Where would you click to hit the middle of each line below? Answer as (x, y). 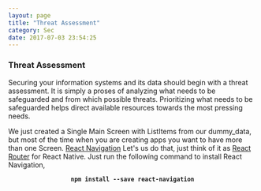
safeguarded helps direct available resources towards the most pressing (125, 107)
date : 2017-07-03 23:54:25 (52, 37)
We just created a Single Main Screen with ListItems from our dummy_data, (130, 131)
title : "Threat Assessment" (54, 23)
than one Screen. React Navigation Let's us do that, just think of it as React (130, 148)
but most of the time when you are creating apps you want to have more (125, 140)
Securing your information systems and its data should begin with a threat (128, 82)
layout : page (30, 15)
